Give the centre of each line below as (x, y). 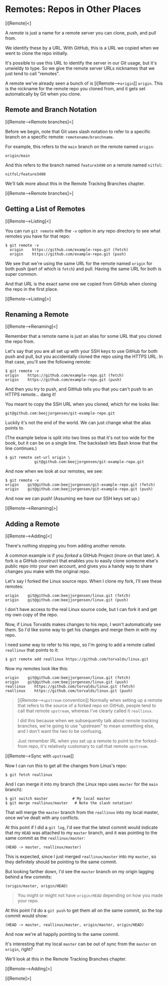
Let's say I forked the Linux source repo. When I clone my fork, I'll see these (83, 581)
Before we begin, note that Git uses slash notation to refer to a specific (78, 131)
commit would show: (26, 916)
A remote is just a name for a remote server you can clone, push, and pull (81, 33)
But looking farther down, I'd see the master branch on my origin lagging (79, 872)
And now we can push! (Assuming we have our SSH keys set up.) (72, 499)
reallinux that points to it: (32, 650)
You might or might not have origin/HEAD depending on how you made (90, 895)
